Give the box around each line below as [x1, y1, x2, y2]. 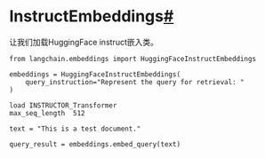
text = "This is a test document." [9, 124, 141, 133]
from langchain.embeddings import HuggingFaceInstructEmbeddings [9, 54, 256, 63]
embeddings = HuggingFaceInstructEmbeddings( [9, 69, 181, 79]
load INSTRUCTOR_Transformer [9, 100, 117, 110]
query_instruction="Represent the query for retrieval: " [25, 77, 245, 86]
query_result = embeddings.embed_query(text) [9, 139, 181, 148]
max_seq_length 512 [9, 108, 86, 117]
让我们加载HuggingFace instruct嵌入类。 [9, 36, 158, 47]
